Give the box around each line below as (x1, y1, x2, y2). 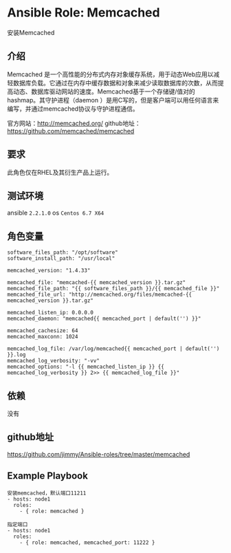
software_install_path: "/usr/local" (7, 255, 115, 262)
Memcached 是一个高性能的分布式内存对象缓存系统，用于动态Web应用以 (7, 70, 214, 78)
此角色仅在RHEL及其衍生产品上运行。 (7, 168, 113, 176)
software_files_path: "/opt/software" (7, 249, 118, 256)
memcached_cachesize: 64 (7, 327, 78, 334)
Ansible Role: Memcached (7, 5, 160, 21)
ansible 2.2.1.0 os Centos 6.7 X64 (7, 208, 104, 217)
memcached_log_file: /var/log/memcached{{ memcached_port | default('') (7, 345, 220, 352)
